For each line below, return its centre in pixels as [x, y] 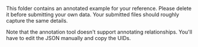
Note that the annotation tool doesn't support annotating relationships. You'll [99, 32]
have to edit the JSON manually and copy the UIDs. [69, 38]
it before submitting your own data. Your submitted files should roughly [92, 15]
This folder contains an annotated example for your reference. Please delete [99, 8]
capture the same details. [37, 21]
